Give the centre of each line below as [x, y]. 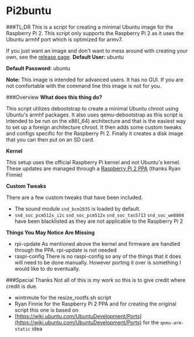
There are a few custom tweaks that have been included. [75, 197]
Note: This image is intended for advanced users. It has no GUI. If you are [95, 80]
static [22, 329]
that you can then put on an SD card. [50, 139]
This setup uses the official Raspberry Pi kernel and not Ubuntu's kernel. [93, 162]
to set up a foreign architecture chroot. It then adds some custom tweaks [94, 127]
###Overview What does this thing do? [54, 97]
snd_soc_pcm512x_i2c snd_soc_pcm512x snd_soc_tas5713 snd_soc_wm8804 [99, 215]
